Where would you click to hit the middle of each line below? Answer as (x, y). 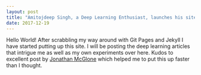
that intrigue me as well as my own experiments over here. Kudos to (90, 53)
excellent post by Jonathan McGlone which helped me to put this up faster (98, 59)
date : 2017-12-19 (28, 23)
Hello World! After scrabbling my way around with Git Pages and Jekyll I (95, 40)
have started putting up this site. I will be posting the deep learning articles (98, 46)
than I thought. (24, 65)
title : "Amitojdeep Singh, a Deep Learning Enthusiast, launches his (95, 17)
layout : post (22, 12)
